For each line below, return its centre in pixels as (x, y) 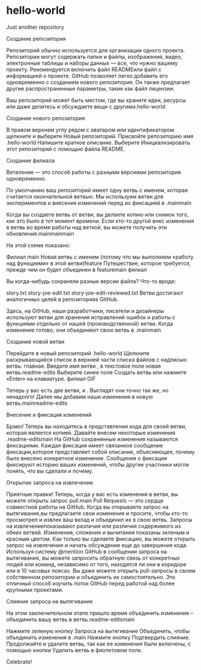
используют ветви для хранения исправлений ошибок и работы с (91, 317)
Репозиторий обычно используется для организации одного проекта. (96, 50)
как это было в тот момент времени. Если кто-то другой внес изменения (100, 221)
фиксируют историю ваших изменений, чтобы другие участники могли (97, 464)
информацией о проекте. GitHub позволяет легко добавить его (87, 76)
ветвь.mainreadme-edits (37, 403)
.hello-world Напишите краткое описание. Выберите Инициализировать (98, 142)
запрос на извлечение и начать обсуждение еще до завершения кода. (97, 545)
